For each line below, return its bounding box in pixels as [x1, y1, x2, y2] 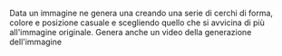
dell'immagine [9, 36, 62, 47]
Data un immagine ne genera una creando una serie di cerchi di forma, [9, 8, 274, 18]
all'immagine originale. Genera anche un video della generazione [9, 27, 252, 37]
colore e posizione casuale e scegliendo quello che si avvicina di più [9, 17, 266, 28]
